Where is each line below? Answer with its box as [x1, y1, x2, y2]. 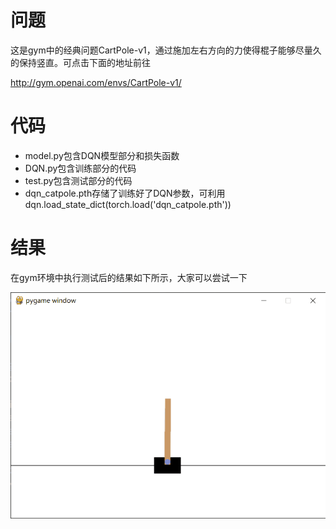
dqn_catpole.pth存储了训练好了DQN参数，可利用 [24, 187, 226, 199]
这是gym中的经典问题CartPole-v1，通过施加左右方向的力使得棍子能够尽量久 [10, 44, 322, 56]
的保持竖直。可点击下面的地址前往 [10, 56, 151, 68]
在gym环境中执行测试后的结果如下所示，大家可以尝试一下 [10, 271, 248, 283]
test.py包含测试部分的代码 [24, 174, 133, 186]
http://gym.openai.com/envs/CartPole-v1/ [10, 76, 182, 88]
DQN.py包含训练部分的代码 [24, 162, 137, 174]
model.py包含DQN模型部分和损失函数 [24, 149, 180, 161]
